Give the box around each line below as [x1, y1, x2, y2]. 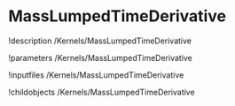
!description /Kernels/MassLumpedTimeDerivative [8, 35, 192, 46]
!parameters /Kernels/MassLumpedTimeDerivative [8, 52, 192, 63]
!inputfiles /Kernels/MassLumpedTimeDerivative [8, 69, 184, 80]
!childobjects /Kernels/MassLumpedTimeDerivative [8, 87, 196, 97]
